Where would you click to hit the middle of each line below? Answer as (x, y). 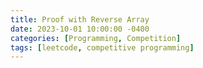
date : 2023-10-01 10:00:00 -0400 (80, 29)
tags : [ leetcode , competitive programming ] (102, 47)
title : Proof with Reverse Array (80, 19)
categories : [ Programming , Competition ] (96, 38)
